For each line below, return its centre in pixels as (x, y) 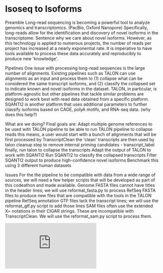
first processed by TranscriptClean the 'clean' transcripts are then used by (80, 139)
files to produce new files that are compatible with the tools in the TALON (78, 195)
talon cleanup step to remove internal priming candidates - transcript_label (80, 145)
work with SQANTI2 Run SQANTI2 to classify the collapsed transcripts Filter (81, 155)
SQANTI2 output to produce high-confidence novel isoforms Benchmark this (82, 160)
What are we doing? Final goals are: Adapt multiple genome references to (79, 124)
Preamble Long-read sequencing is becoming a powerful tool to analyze (77, 22)
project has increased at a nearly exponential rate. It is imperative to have (79, 48)
